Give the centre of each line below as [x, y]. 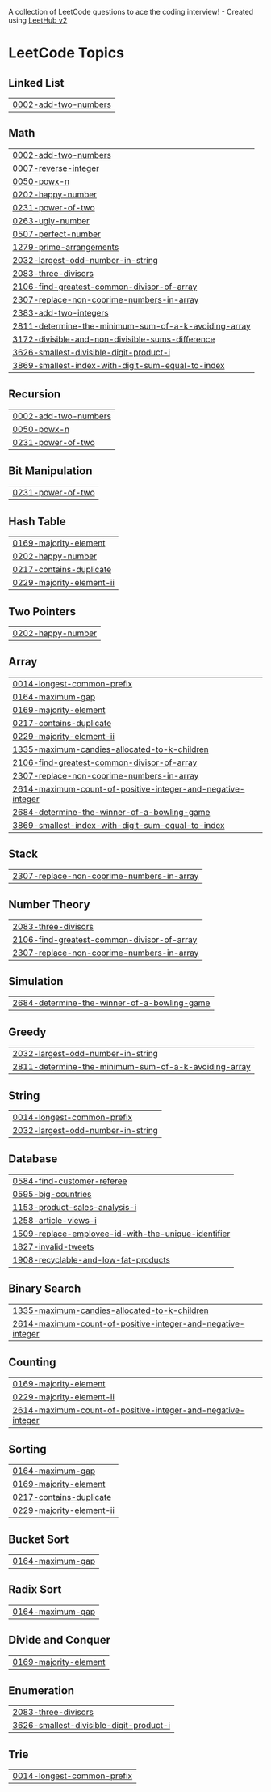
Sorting [27, 1449]
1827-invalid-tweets [53, 1246]
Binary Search [45, 1289]
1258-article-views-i [54, 1220]
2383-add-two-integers [60, 312]
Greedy [27, 1032]
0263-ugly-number [51, 220]
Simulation [36, 981]
